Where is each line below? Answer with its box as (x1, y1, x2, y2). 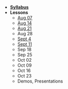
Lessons (9, 9, 28, 15)
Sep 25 (17, 52, 32, 58)
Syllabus (9, 4, 29, 10)
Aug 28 (17, 31, 33, 36)
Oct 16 (17, 68, 31, 74)
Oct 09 (17, 62, 32, 68)
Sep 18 (17, 47, 31, 52)
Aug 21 (17, 25, 32, 31)
